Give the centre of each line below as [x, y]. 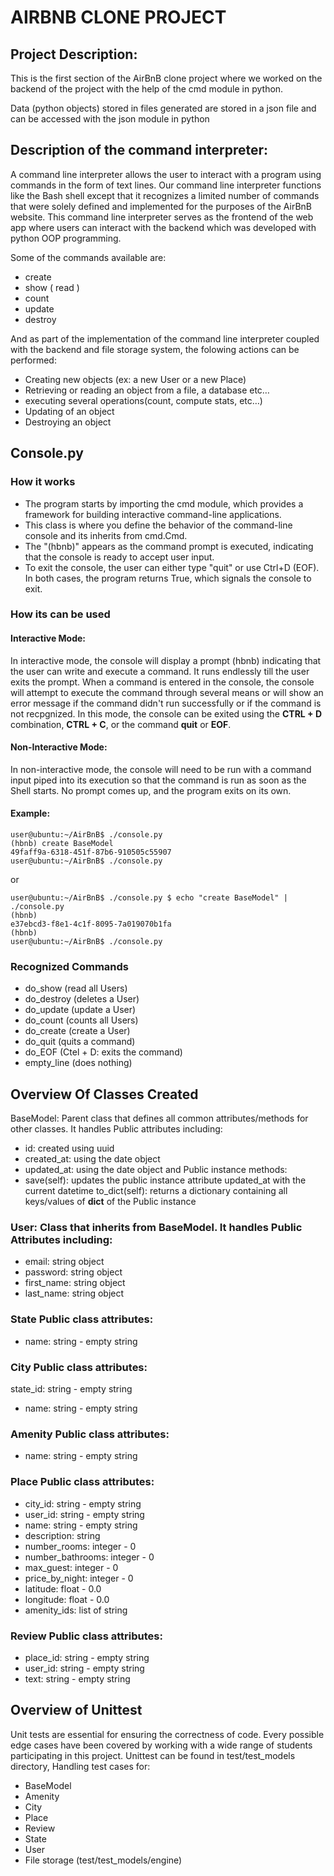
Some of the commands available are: [88, 257]
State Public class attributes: [82, 1319]
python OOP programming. [66, 238]
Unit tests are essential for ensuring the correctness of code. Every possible [167, 1734]
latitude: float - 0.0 [63, 1588]
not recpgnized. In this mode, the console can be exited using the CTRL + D [166, 713]
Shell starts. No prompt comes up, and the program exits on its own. [151, 790]
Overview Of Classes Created [104, 1094]
